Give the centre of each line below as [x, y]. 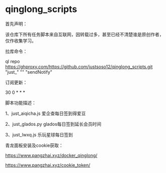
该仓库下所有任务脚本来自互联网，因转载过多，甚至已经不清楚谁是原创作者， [85, 34]
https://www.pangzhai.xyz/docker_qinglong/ [51, 155]
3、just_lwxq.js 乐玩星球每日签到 [39, 134]
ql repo [13, 61]
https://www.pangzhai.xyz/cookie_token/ [48, 165]
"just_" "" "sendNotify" [29, 72]
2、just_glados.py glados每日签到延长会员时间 [53, 124]
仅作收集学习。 [21, 41]
